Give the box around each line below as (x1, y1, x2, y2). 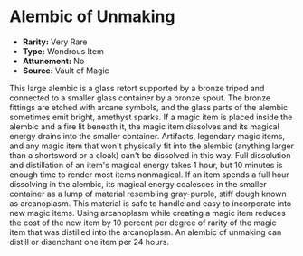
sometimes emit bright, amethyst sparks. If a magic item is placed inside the (9, 111, 293, 122)
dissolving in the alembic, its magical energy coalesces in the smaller (9, 178, 267, 189)
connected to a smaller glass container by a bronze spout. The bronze (9, 92, 271, 103)
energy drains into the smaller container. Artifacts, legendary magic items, (9, 130, 285, 141)
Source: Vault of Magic (22, 65, 110, 76)
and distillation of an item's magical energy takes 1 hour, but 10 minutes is (9, 159, 283, 170)
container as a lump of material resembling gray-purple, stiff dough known (9, 188, 287, 199)
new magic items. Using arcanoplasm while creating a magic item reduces (9, 207, 287, 218)
